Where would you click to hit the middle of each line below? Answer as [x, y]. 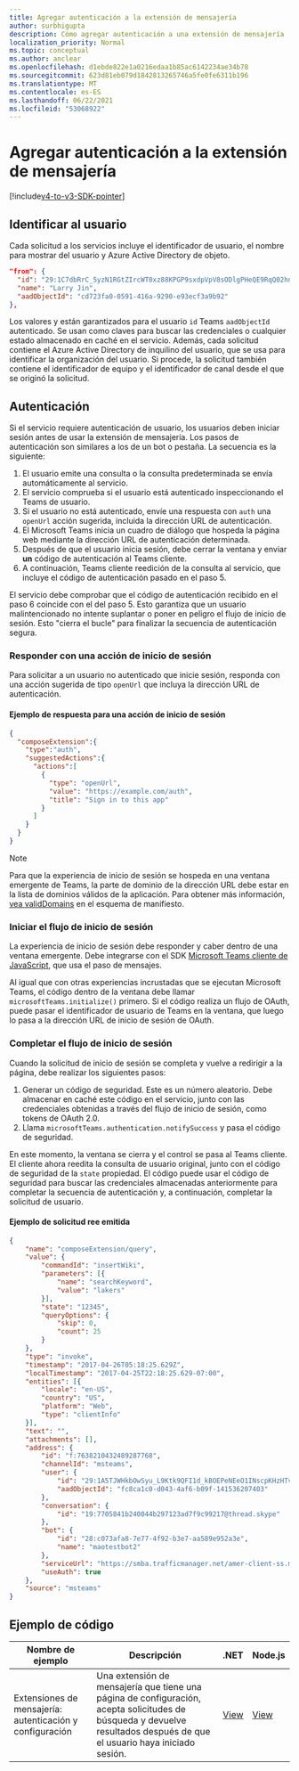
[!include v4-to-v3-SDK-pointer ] [67, 196]
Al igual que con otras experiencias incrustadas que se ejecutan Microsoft [145, 983]
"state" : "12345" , [75, 1307]
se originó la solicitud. [49, 379]
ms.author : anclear [45, 59]
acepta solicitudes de [141, 1710]
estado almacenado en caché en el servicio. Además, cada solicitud [134, 340]
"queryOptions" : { [75, 1315]
